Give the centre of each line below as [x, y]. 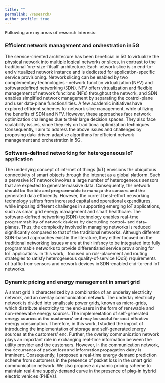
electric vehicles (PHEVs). [31, 376]
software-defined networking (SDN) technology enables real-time [72, 217]
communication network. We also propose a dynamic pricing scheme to [78, 366]
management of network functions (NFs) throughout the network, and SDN [81, 93]
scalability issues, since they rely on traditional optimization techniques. [78, 124]
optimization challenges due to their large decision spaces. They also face [81, 119]
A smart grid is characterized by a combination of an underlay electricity [79, 292]
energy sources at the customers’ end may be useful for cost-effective [77, 319]
